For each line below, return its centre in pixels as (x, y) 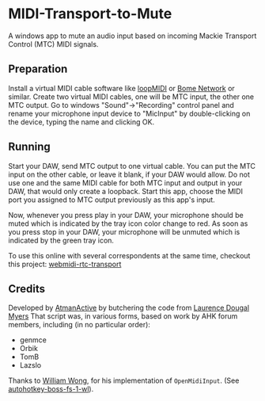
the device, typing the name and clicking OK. (81, 122)
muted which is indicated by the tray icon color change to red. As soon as (128, 223)
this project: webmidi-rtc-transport (65, 264)
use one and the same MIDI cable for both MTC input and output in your (125, 182)
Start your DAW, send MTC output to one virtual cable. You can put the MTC (132, 166)
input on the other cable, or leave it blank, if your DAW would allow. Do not (129, 174)
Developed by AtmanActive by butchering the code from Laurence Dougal (129, 308)
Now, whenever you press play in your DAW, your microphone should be (126, 215)
